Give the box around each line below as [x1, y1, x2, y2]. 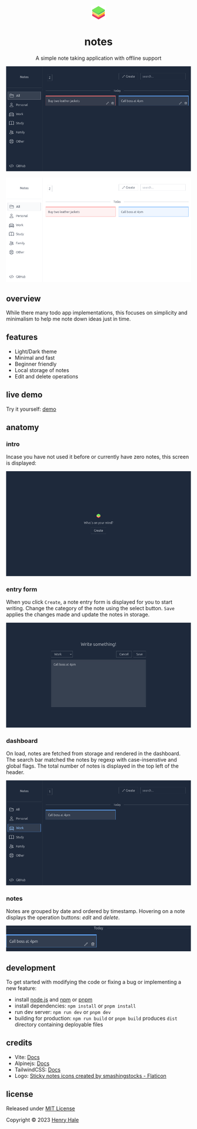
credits [6, 1038, 33, 1048]
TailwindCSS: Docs [14, 1066, 61, 1073]
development [6, 963, 56, 973]
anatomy [6, 422, 39, 432]
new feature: [6, 985, 37, 992]
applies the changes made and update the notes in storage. [6, 611, 150, 618]
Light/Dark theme [14, 348, 57, 355]
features [6, 332, 38, 342]
